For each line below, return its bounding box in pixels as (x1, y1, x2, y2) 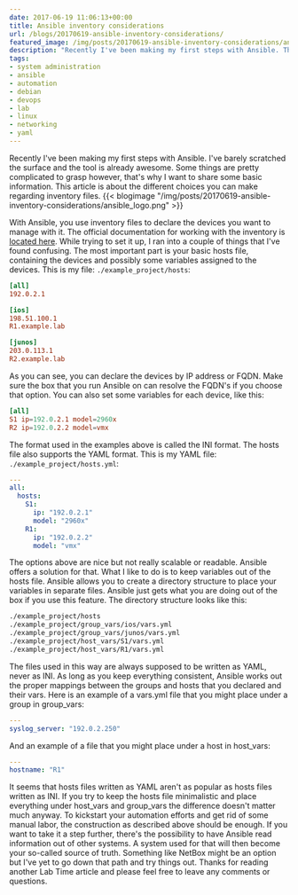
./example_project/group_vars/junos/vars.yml (9, 629, 180, 638)
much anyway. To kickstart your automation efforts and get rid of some (9, 810, 269, 820)
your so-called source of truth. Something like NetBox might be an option (9, 848, 277, 859)
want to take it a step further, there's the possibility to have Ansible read (9, 828, 272, 839)
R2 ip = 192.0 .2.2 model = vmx (9, 423, 109, 432)
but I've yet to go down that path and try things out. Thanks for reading (9, 857, 269, 868)
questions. (9, 875, 48, 887)
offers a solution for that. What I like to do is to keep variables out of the (9, 567, 271, 577)
